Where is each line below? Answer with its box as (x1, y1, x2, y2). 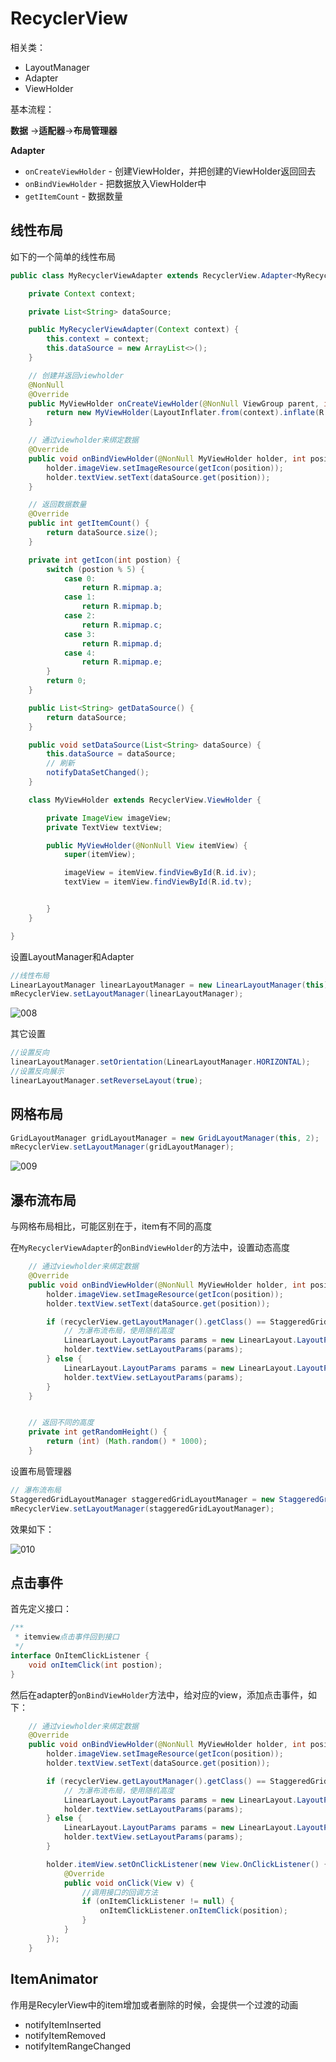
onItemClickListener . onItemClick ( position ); (99, 1906, 288, 1916)
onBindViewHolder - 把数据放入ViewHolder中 (24, 177, 207, 189)
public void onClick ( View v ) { (63, 1878, 195, 1888)
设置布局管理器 (10, 1465, 72, 1477)
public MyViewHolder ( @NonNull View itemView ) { (46, 840, 248, 851)
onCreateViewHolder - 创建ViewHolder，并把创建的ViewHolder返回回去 (24, 165, 317, 177)
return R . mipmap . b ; (81, 602, 163, 612)
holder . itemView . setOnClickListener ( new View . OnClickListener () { (46, 1859, 329, 1869)
